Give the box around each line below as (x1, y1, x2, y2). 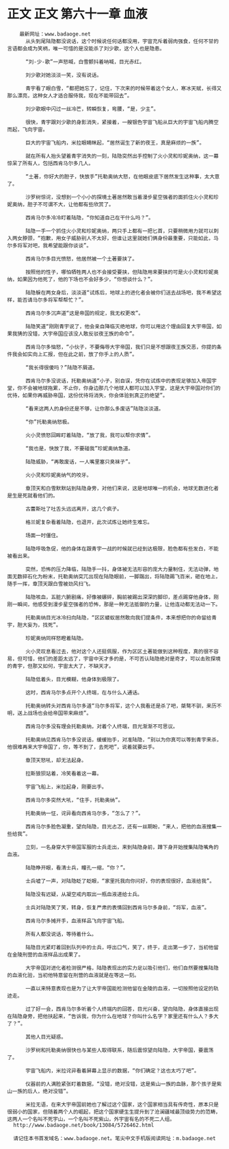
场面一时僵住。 (25, 532, 62, 539)
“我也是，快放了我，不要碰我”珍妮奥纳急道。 (25, 445, 134, 452)
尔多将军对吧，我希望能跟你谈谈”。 (7, 242, 92, 249)
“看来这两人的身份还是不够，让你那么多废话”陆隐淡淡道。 (25, 405, 164, 412)
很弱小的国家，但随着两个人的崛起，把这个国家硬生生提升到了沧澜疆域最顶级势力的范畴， (7, 1108, 221, 1115)
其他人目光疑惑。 (25, 1033, 67, 1040)
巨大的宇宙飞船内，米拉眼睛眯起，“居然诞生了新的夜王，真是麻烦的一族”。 (25, 139, 205, 146)
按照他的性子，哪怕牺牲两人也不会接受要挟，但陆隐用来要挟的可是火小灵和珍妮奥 (25, 269, 219, 275)
